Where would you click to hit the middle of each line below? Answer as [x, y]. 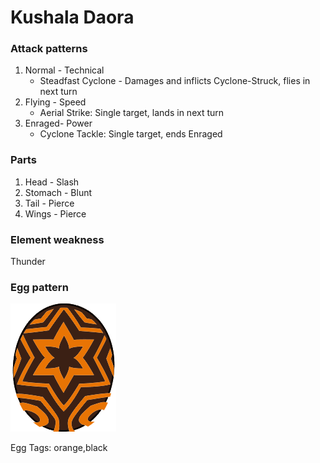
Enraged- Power [58, 123]
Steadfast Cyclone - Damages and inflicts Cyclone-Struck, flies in [175, 81]
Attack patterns [49, 49]
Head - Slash [52, 182]
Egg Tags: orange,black [59, 448]
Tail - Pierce [49, 203]
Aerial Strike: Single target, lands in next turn [132, 113]
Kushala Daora [72, 17]
